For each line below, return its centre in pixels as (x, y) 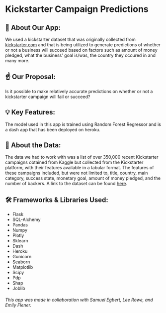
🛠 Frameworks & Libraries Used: (57, 200)
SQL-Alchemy (26, 219)
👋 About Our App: (33, 28)
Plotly (18, 235)
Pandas (20, 225)
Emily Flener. (18, 305)
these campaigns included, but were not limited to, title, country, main (77, 173)
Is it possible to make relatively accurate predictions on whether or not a (79, 91)
